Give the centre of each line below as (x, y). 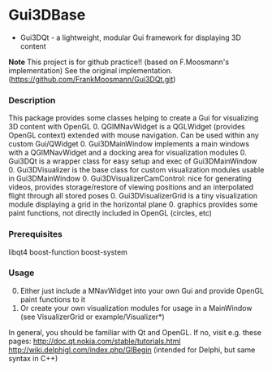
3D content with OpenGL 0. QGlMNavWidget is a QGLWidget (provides (127, 127)
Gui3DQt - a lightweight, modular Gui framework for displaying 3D (131, 37)
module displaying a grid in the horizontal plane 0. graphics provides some (133, 204)
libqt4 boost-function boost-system (68, 252)
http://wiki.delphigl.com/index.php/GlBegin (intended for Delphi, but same (132, 349)
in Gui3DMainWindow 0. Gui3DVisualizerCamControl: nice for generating (130, 179)
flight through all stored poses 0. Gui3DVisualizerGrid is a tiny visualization (133, 196)
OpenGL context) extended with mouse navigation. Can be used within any (134, 135)
